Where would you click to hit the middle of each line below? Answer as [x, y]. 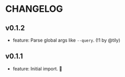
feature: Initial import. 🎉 [37, 69]
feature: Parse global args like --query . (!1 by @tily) [66, 40]
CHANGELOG [34, 9]
